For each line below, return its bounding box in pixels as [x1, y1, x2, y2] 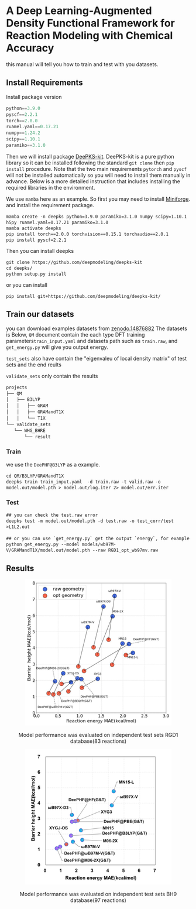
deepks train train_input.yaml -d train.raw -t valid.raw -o [6, 479, 161, 485]
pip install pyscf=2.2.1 [6, 237, 67, 243]
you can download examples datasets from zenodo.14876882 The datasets [6, 325, 187, 332]
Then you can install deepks [6, 247, 74, 254]
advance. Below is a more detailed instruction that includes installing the [6, 177, 180, 185]
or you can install [6, 281, 48, 288]
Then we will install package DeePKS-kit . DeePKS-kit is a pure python [6, 153, 174, 160]
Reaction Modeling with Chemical [6, 29, 173, 42]
